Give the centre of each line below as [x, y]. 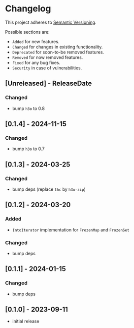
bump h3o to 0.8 [29, 108]
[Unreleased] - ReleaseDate [49, 83]
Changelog [28, 9]
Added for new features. [36, 41]
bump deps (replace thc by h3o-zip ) [49, 189]
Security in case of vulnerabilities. [47, 68]
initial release [26, 321]
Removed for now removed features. [48, 57]
